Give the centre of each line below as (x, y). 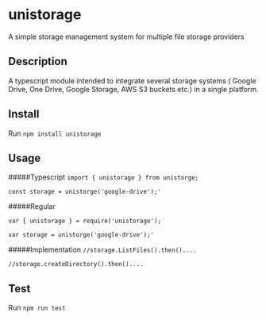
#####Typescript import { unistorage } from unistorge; (104, 177)
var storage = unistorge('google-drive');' (81, 235)
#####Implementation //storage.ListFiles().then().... (102, 250)
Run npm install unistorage (55, 133)
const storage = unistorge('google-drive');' (85, 192)
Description (38, 62)
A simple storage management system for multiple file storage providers (126, 37)
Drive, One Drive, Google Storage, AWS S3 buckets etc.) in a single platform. (133, 89)
